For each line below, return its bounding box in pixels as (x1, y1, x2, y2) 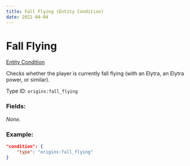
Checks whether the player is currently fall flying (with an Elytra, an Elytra (6, 70, 184, 77)
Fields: (6, 102, 26, 110)
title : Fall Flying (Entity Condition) (6, 8, 104, 15)
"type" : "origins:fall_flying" (16, 149, 94, 155)
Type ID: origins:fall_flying (6, 87, 78, 94)
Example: (6, 130, 34, 138)
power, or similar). (6, 76, 50, 83)
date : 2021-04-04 (6, 14, 49, 20)
